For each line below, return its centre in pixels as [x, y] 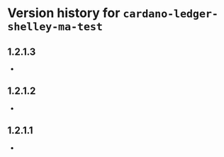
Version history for [64, 13]
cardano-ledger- [170, 14]
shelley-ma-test [55, 27]
